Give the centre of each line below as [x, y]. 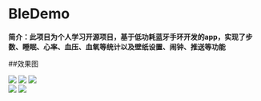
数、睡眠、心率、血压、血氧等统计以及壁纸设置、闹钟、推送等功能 [117, 47]
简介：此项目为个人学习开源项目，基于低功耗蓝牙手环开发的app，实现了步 [130, 37]
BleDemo [39, 14]
